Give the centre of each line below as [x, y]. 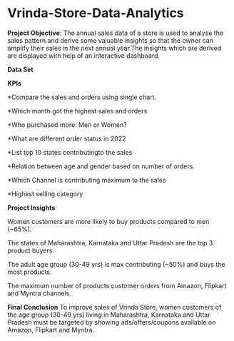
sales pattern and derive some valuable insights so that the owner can [111, 40]
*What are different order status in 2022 [67, 138]
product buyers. [31, 250]
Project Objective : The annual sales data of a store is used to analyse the [115, 33]
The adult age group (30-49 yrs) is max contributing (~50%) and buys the [116, 264]
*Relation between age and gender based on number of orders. [101, 166]
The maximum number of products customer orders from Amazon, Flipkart [117, 285]
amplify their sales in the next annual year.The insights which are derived [115, 48]
